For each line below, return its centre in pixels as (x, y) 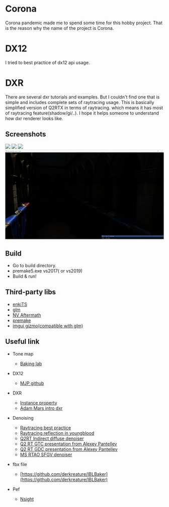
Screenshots (26, 134)
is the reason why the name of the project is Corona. (60, 28)
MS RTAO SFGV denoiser (46, 454)
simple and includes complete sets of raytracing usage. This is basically (80, 102)
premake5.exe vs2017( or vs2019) (48, 271)
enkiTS (20, 304)
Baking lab (31, 364)
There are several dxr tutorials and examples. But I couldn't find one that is (82, 97)
